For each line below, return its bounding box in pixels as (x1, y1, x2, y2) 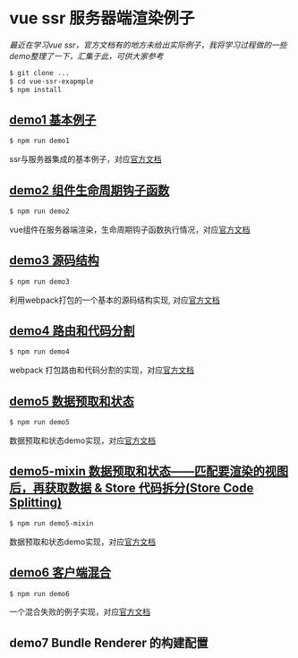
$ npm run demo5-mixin (9, 518, 94, 528)
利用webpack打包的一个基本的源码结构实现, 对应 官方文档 (9, 295, 221, 305)
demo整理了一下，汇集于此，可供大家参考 (9, 50, 164, 61)
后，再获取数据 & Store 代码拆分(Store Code (9, 481, 254, 496)
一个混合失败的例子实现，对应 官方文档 (9, 606, 150, 618)
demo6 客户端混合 (9, 565, 112, 580)
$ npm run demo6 (9, 589, 70, 598)
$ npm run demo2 (9, 207, 70, 216)
